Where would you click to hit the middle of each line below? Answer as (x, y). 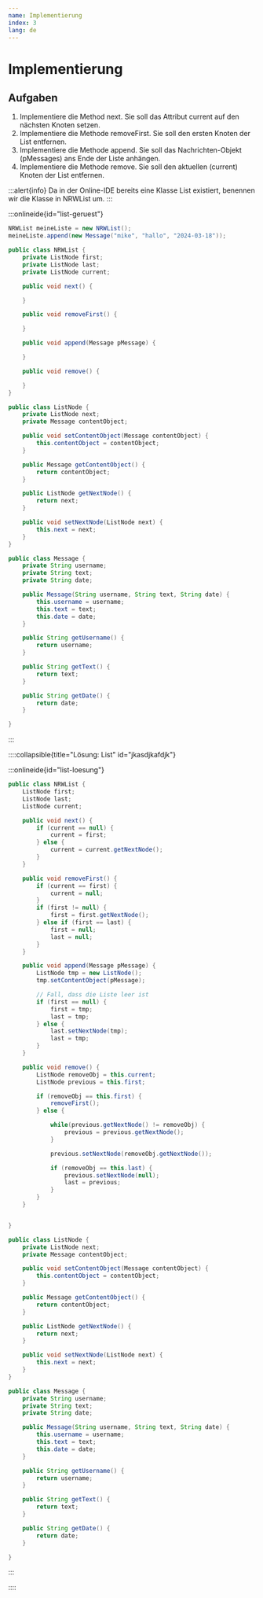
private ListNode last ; (61, 264)
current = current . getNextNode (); (106, 850)
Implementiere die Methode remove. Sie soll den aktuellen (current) (128, 167)
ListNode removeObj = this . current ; (96, 1074)
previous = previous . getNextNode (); (124, 1132)
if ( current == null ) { (75, 828)
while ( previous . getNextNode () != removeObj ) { (128, 1125)
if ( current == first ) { (77, 886)
